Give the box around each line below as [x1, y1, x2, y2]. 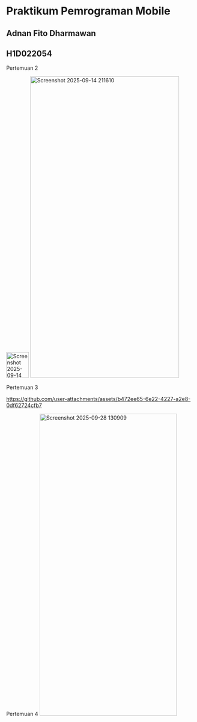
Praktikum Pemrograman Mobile [6, 4, 171, 18]
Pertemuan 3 [6, 384, 38, 391]
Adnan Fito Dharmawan [6, 28, 96, 38]
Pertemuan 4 [6, 711, 38, 718]
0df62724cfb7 [6, 402, 42, 409]
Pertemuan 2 [6, 64, 38, 72]
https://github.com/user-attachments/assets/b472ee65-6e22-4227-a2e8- [6, 396, 191, 403]
